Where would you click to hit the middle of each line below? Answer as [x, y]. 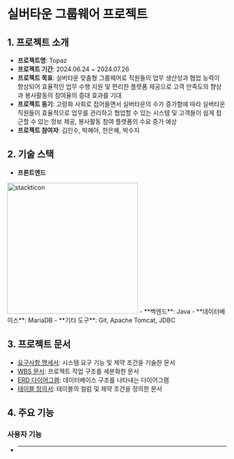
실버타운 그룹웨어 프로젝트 [78, 14]
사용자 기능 [25, 434]
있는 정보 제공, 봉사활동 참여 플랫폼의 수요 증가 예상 [108, 122]
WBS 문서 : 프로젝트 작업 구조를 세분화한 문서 [78, 371]
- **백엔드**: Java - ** [171, 311]
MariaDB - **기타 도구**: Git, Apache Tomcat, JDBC [101, 320]
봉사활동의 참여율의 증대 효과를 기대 [73, 95]
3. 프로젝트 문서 [39, 344]
